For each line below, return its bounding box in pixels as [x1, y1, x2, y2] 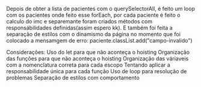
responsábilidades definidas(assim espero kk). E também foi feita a [6, 24, 173, 31]
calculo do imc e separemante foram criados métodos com [6, 18, 152, 25]
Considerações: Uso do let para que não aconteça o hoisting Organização [6, 49, 190, 56]
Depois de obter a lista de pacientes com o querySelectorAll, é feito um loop [6, 5, 196, 12]
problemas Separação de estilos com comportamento [6, 74, 140, 81]
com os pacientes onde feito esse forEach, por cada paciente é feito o [6, 11, 181, 19]
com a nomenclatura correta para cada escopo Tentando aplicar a [6, 61, 170, 68]
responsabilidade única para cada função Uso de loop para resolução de [6, 68, 187, 74]
